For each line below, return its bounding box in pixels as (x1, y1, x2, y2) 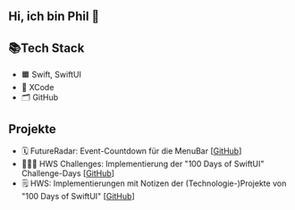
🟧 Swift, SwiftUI (21, 69, 82, 80)
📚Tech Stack (8, 40, 85, 55)
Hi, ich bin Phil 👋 (8, 9, 100, 24)
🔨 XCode (21, 82, 55, 93)
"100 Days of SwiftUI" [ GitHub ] (21, 191, 135, 202)
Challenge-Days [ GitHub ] (21, 168, 115, 179)
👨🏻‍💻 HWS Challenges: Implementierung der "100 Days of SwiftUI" (21, 158, 265, 170)
